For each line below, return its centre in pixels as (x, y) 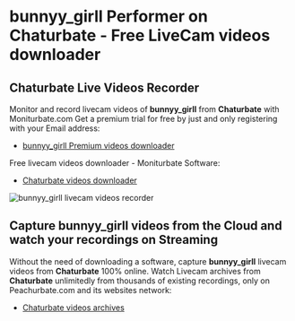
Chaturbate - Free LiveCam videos (140, 35)
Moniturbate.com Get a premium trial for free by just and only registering (143, 119)
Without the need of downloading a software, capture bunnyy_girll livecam (148, 261)
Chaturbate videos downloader (79, 180)
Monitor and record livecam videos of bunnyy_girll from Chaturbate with (144, 109)
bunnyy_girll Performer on (108, 17)
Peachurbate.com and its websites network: (91, 290)
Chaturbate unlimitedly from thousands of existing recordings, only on (140, 281)
